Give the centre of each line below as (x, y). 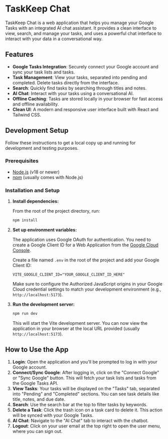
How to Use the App (37, 350)
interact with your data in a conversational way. (54, 39)
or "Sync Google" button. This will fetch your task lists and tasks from (84, 378)
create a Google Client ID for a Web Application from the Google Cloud (86, 245)
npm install (25, 220)
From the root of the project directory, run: (56, 211)
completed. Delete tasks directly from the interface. (66, 82)
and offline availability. (36, 104)
